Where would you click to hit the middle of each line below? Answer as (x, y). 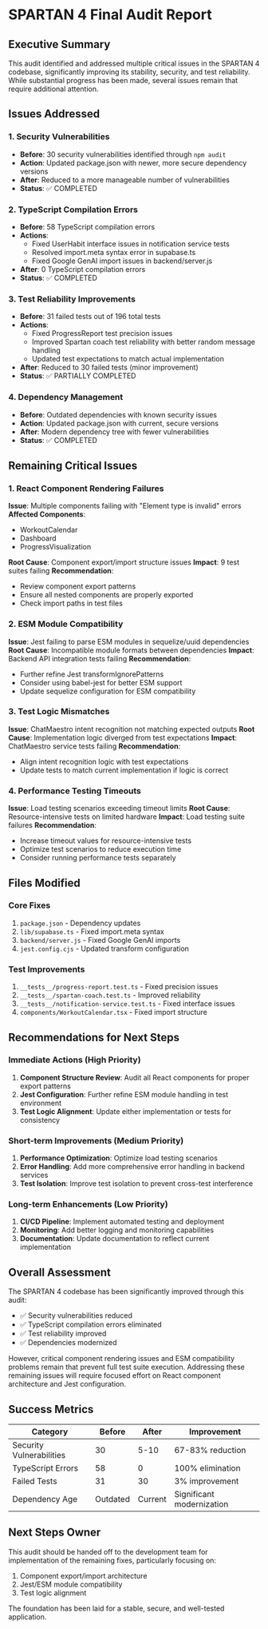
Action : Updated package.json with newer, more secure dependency (133, 162)
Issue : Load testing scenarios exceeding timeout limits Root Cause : (119, 809)
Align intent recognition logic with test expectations (104, 761)
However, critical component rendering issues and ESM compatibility (122, 1359)
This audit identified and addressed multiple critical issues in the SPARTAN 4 (134, 63)
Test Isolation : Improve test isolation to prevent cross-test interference (136, 1184)
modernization (201, 1504)
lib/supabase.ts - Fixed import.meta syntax (92, 931)
